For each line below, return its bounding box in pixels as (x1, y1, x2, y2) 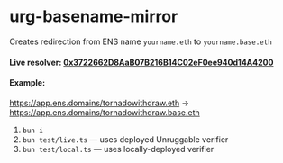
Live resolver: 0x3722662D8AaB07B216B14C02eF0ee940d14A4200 (9, 57, 274, 68)
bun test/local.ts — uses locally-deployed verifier (22, 143, 215, 154)
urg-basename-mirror (9, 6, 178, 27)
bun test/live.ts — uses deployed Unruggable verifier (22, 133, 229, 145)
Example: (9, 77, 46, 88)
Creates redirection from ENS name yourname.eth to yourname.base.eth (9, 36, 272, 47)
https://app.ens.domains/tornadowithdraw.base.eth (9, 106, 200, 118)
